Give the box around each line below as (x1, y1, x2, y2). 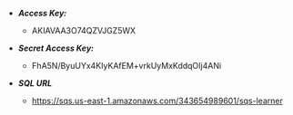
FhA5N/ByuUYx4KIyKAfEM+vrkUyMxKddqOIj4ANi (31, 61, 222, 71)
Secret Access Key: (17, 43, 94, 53)
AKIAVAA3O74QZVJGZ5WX (31, 25, 136, 35)
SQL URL (17, 78, 53, 89)
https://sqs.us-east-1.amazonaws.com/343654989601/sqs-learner (31, 95, 284, 106)
